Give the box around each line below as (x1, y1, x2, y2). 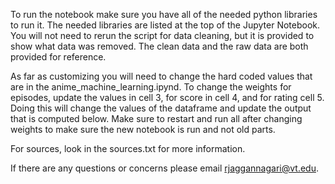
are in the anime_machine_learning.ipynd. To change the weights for (10, 81, 292, 93)
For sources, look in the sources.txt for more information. (10, 143, 246, 154)
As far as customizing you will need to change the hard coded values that (10, 70, 313, 82)
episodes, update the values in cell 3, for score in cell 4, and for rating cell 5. (10, 92, 325, 103)
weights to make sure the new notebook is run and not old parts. (10, 124, 276, 135)
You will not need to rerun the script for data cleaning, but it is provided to (10, 30, 315, 41)
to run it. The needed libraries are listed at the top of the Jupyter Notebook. (10, 19, 321, 31)
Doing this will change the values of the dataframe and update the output (10, 102, 312, 114)
